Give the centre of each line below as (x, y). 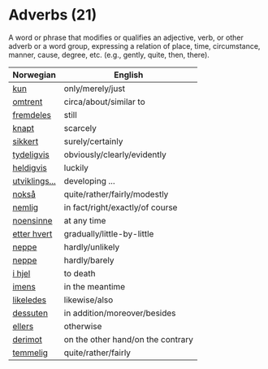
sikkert (26, 141)
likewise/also (89, 300)
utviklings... (35, 180)
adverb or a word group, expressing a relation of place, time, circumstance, (134, 46)
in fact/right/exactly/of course (121, 207)
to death (80, 273)
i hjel (22, 273)
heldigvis (30, 167)
